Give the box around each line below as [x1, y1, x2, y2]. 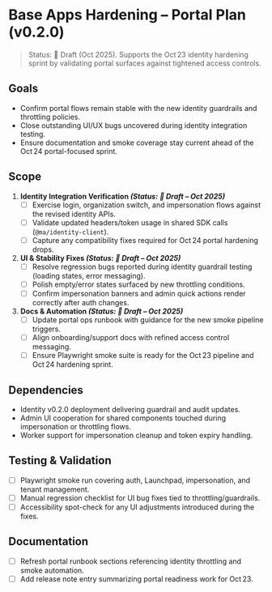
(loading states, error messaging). [32, 270, 146, 280]
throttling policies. [19, 112, 81, 121]
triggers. [32, 324, 61, 334]
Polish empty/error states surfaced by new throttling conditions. [32, 279, 245, 289]
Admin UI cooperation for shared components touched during [19, 413, 227, 423]
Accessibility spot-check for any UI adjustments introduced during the [19, 502, 255, 512]
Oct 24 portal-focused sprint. [19, 146, 117, 155]
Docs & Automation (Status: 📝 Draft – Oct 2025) [19, 306, 184, 316]
